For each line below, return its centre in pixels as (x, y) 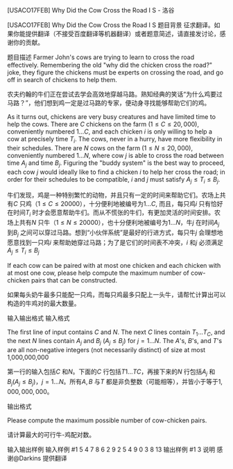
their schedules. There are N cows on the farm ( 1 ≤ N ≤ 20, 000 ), (100, 148)
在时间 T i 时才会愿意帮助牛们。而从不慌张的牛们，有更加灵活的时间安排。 (111, 213)
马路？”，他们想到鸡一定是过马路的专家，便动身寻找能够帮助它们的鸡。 (109, 103)
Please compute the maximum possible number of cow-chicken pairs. (107, 420)
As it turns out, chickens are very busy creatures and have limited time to (112, 117)
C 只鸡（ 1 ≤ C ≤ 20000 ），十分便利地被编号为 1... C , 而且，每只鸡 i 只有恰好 (118, 204)
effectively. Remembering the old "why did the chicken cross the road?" (110, 65)
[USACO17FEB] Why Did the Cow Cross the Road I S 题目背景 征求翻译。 (111, 25)
